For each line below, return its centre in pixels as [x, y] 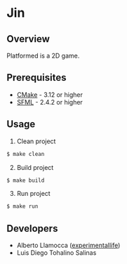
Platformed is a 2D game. [43, 55]
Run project [33, 194]
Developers [32, 229]
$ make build [26, 180]
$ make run [22, 206]
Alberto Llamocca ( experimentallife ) [68, 245]
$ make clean [26, 154]
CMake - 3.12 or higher [50, 94]
